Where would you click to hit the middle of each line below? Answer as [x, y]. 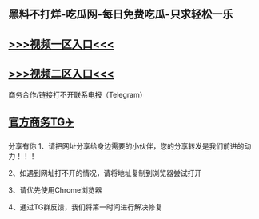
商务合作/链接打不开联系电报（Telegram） [78, 94]
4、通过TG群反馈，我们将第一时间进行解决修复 [86, 207]
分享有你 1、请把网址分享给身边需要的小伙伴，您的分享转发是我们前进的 [126, 146]
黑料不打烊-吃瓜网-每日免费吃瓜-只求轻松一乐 [121, 14]
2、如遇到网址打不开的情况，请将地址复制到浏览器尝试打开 [105, 173]
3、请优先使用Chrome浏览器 [55, 190]
